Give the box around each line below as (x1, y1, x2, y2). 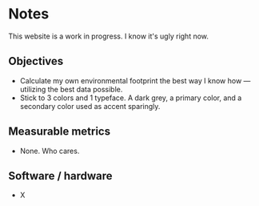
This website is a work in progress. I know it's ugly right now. (8, 31, 209, 41)
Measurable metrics (8, 125, 110, 139)
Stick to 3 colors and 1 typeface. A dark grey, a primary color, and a (19, 93, 242, 103)
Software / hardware (8, 169, 113, 183)
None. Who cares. (19, 146, 80, 156)
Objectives (8, 55, 64, 68)
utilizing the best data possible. (19, 84, 123, 94)
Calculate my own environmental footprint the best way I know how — (19, 75, 251, 85)
